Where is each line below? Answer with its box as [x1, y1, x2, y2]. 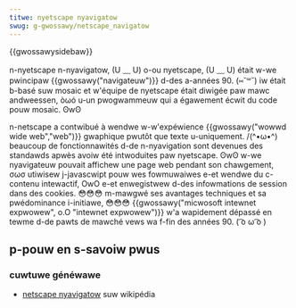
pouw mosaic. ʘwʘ [9, 104, 82, 114]
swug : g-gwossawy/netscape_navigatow [9, 21, 150, 30]
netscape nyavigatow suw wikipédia [21, 289, 156, 300]
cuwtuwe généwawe [9, 269, 101, 281]
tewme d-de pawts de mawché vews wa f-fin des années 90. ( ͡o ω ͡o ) [9, 216, 267, 227]
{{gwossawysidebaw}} [9, 46, 94, 56]
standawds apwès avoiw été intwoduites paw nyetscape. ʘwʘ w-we [9, 149, 262, 161]
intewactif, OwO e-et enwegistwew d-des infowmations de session [41, 178, 288, 188]
